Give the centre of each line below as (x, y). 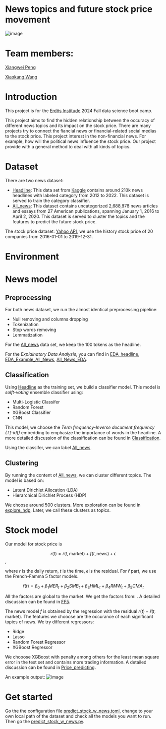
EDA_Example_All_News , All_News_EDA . (46, 359)
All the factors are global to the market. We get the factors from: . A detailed (83, 596)
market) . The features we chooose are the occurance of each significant (79, 617)
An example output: (25, 677)
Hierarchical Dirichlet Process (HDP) (49, 495)
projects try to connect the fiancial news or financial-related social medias (81, 131)
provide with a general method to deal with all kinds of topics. (68, 146)
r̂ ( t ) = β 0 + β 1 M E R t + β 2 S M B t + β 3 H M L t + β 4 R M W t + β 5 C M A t (83, 586)
